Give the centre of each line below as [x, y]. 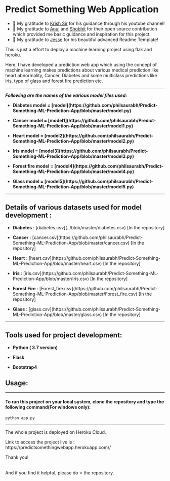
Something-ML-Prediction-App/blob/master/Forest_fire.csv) [75, 294]
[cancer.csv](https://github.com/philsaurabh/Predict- [88, 237]
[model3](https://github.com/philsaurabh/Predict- [93, 151]
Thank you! [17, 457]
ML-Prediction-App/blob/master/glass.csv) [57, 314]
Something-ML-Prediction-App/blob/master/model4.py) [73, 171]
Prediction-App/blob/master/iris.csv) [51, 279]
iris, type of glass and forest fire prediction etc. [54, 81]
